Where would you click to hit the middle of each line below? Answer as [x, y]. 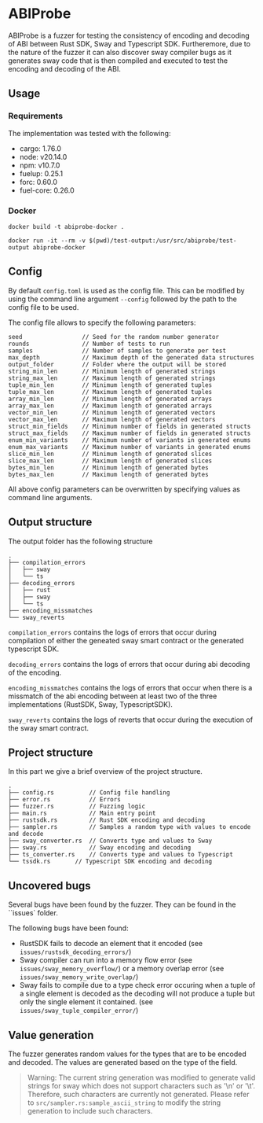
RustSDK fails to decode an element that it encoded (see [111, 944]
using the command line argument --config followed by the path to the [122, 299]
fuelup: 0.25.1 [41, 173]
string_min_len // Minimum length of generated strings [112, 371]
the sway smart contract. [48, 727]
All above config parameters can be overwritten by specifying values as [124, 489]
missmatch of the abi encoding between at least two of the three [113, 696]
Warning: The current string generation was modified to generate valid [141, 1077]
